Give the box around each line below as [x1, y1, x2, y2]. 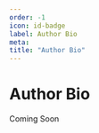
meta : [9, 37, 29, 47]
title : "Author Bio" [9, 46, 87, 55]
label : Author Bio [9, 29, 78, 38]
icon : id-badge [9, 21, 66, 30]
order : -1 [9, 12, 46, 22]
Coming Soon [9, 113, 60, 124]
